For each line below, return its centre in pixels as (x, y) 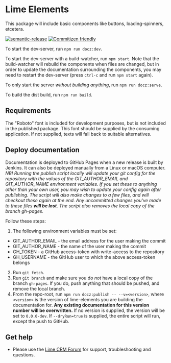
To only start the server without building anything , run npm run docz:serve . (84, 85)
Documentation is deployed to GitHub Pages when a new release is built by (84, 162)
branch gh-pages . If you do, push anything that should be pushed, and (86, 283)
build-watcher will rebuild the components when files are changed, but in (82, 64)
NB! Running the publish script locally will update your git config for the (80, 173)
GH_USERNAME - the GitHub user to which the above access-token (84, 257)
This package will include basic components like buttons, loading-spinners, (84, 23)
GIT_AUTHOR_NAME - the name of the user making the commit (79, 246)
